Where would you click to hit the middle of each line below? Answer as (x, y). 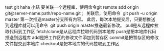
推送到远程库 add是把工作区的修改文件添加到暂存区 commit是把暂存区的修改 (82, 37)
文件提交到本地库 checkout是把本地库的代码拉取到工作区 (62, 43)
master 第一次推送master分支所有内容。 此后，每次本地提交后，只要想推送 (80, 19)
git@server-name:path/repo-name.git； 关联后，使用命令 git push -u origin (81, 13)
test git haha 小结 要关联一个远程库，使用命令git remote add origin (72, 7)
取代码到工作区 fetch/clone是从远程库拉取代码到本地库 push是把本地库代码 (81, 31)
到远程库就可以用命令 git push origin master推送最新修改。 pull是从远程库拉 (82, 25)
